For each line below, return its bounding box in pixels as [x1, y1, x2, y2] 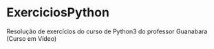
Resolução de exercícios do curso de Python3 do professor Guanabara [6, 27, 208, 35]
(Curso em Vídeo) [6, 34, 57, 42]
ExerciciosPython [6, 5, 109, 20]
